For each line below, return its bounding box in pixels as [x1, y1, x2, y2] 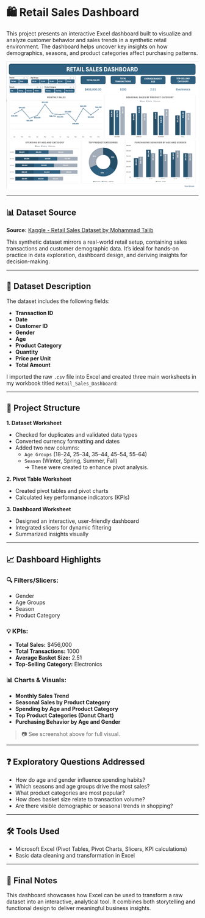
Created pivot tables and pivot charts [15, 487, 109, 494]
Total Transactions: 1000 [15, 647, 80, 655]
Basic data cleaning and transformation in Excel [15, 852, 135, 859]
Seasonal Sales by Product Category [15, 698, 110, 706]
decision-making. [6, 258, 51, 265]
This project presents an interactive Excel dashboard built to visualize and [6, 29, 192, 37]
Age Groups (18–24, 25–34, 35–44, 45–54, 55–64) [24, 450, 148, 457]
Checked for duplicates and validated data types [15, 431, 138, 438]
